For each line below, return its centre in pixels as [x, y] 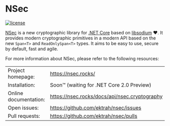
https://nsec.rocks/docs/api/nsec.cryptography [106, 96]
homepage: [21, 76]
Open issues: [23, 108]
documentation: [27, 99]
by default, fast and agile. [32, 49]
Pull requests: [24, 116]
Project [16, 70]
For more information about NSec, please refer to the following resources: [82, 58]
